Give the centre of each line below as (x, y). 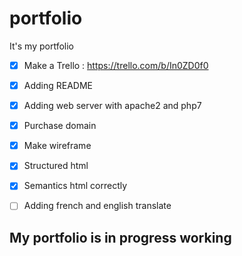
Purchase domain (60, 126)
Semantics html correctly (75, 186)
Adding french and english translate (97, 206)
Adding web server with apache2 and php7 (112, 106)
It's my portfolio (41, 46)
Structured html (56, 166)
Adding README (58, 85)
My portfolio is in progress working (120, 237)
